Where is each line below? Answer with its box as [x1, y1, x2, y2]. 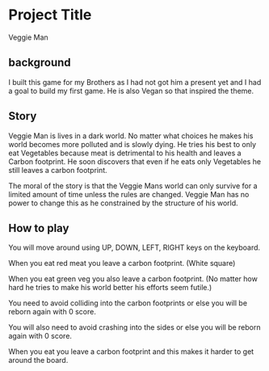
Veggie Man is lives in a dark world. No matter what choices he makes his [8, 131, 254, 141]
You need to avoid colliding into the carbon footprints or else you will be [8, 298, 248, 308]
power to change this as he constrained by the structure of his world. [8, 198, 238, 208]
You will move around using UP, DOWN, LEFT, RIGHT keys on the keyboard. [8, 242, 261, 252]
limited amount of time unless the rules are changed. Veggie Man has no [8, 189, 250, 199]
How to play [8, 221, 69, 235]
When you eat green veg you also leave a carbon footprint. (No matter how [8, 274, 258, 284]
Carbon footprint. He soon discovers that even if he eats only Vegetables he [8, 156, 261, 167]
